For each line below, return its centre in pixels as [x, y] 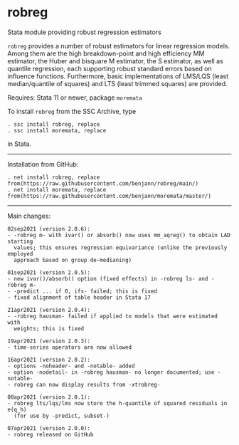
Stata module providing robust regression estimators [84, 32]
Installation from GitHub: [43, 164]
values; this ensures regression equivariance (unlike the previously [121, 247]
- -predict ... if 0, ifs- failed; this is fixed [83, 291]
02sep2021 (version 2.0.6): [49, 229]
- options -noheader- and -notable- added [71, 366]
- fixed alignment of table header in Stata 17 [79, 297]
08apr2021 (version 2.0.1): [49, 397]
